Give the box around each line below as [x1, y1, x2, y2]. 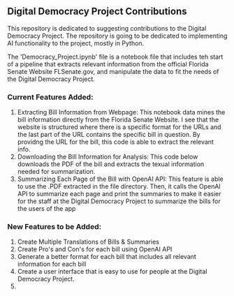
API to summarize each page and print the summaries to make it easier [17, 190, 221, 198]
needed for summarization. [17, 168, 96, 176]
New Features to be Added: [7, 222, 102, 232]
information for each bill [17, 260, 87, 268]
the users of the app [17, 205, 76, 213]
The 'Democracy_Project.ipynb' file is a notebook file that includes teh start [7, 52, 224, 61]
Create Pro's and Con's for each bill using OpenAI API [17, 245, 173, 253]
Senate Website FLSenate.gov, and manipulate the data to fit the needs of [7, 67, 219, 75]
